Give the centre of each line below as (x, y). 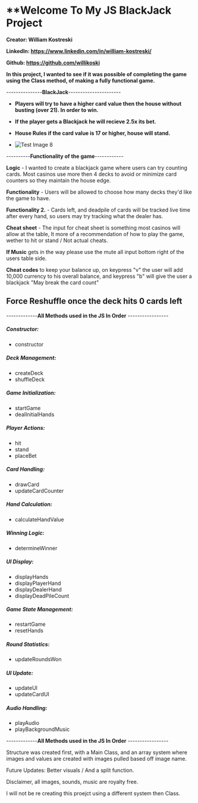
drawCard (27, 484)
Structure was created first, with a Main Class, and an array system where (97, 752)
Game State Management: (40, 609)
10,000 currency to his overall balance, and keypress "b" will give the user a (99, 276)
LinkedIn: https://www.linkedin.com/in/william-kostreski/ (79, 51)
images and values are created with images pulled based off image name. (97, 759)
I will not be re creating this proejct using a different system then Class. (93, 793)
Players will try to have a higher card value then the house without (98, 103)
